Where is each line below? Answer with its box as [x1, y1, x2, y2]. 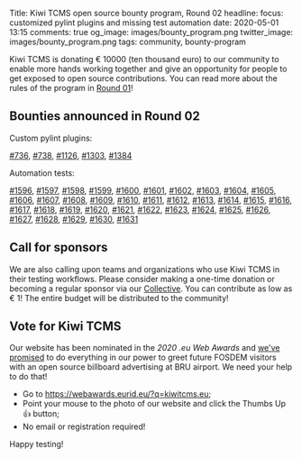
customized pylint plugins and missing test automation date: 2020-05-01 [9, 17, 279, 28]
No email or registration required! [22, 421, 146, 432]
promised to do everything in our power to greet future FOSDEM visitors [9, 352, 277, 363]
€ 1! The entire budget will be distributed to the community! [9, 292, 229, 303]
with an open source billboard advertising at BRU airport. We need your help [9, 362, 293, 372]
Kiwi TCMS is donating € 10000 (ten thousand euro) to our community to [9, 54, 279, 64]
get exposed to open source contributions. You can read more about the [9, 73, 278, 84]
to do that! [9, 371, 48, 382]
